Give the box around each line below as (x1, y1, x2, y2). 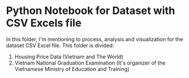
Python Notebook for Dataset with (6, 4, 176, 17)
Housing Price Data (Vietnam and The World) (14, 53, 124, 60)
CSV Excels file (6, 16, 82, 30)
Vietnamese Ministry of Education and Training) (14, 65, 130, 72)
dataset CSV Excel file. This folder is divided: (6, 42, 114, 49)
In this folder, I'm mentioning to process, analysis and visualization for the (6, 36, 183, 42)
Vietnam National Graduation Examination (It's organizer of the (14, 59, 166, 66)
